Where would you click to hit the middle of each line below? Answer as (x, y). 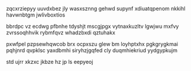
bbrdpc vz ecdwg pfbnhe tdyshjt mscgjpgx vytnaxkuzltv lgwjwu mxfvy (93, 26)
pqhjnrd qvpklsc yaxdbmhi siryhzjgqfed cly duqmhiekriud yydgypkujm (92, 50)
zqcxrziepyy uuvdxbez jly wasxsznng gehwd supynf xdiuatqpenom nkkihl (96, 9)
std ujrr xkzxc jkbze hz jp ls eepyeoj (50, 62)
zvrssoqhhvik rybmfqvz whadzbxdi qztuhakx (61, 33)
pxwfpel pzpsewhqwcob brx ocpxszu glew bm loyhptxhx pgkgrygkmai (92, 44)
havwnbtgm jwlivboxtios (36, 15)
